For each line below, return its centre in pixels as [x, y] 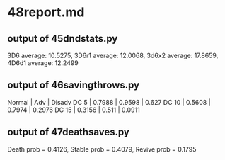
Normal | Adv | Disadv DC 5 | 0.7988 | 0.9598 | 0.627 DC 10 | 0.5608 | [109, 102]
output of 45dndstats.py [63, 39]
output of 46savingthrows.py [74, 85]
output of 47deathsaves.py [68, 132]
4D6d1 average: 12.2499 [43, 63]
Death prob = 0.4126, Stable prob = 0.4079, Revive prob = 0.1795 [102, 149]
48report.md [46, 12]
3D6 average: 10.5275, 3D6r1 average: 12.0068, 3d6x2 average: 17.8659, [113, 55]
